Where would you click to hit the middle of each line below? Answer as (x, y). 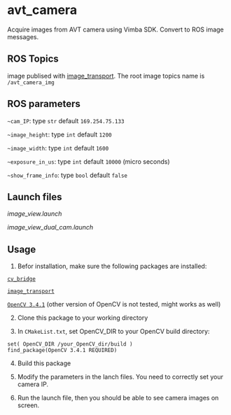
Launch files (35, 197)
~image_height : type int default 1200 (59, 134)
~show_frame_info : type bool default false (68, 175)
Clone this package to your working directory (83, 318)
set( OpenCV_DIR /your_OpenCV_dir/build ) (70, 344)
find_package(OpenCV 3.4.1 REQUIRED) (62, 351)
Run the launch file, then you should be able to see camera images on (118, 398)
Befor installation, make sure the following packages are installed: (112, 266)
